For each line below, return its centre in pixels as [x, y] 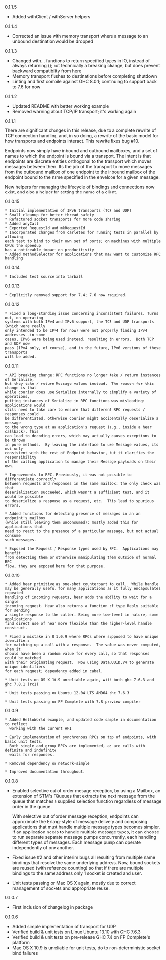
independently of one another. [43, 848]
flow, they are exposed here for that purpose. [55, 566]
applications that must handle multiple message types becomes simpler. [86, 827]
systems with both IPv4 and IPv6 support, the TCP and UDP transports [80, 322]
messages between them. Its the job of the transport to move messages [79, 166]
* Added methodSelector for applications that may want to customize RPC [83, 254]
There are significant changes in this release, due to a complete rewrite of [81, 130]
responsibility [21, 457]
